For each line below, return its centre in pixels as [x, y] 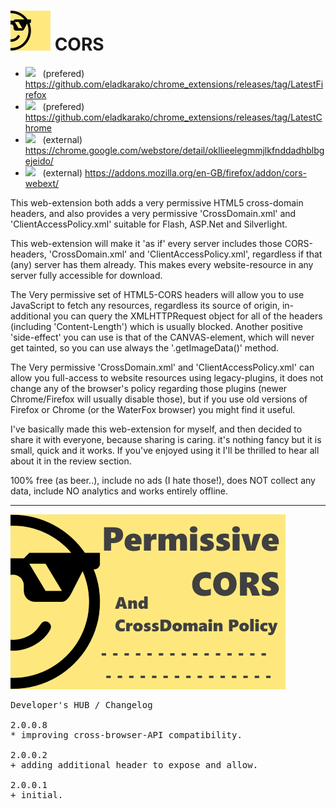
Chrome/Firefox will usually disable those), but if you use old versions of [159, 399]
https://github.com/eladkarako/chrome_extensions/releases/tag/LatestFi [174, 84]
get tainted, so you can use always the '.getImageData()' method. [145, 347]
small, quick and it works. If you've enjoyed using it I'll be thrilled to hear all [165, 450]
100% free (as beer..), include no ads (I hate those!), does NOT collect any [163, 480]
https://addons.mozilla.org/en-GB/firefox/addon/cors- [195, 172]
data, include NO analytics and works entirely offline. [119, 491]
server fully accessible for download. [86, 275]
